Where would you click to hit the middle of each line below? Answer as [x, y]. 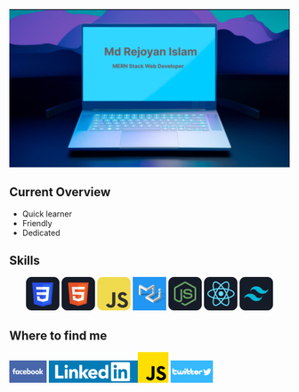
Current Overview [60, 192]
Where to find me [58, 335]
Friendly [37, 223]
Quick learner [47, 214]
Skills [24, 261]
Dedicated [41, 233]
